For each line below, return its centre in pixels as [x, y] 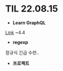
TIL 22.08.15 [32, 9]
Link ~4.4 [15, 32]
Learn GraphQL [29, 23]
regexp [20, 42]
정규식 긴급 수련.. [22, 52]
